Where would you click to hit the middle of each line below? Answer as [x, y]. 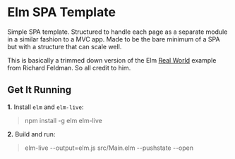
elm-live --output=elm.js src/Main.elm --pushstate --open [109, 148]
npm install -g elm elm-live [63, 120]
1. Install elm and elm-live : [46, 107]
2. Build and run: [31, 134]
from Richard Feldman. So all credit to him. [69, 68]
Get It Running [40, 90]
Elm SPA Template [62, 12]
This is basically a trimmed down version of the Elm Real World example [112, 60]
